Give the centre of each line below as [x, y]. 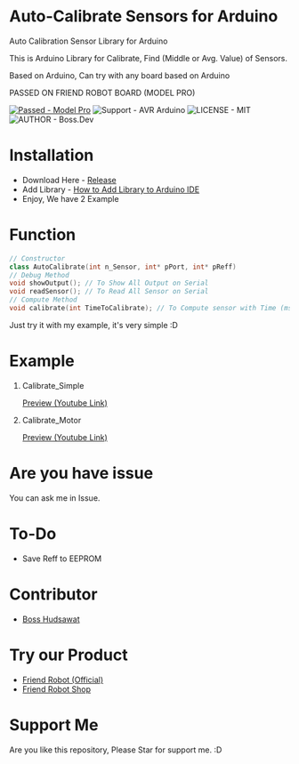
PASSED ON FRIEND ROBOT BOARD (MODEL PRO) [102, 92]
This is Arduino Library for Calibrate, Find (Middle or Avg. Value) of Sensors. [148, 58]
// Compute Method [43, 300]
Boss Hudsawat [51, 619]
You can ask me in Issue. [55, 498]
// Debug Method [39, 275]
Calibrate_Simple [53, 385]
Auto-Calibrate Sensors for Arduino [144, 16]
